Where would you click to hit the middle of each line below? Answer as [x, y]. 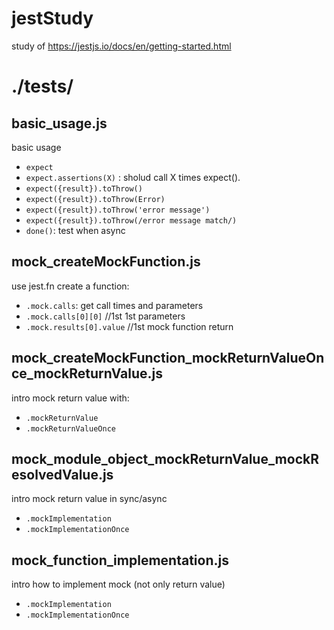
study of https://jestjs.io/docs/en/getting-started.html [121, 46]
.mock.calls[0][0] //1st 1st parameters [105, 316]
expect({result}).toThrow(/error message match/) [131, 220]
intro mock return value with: [70, 398]
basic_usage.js [59, 123]
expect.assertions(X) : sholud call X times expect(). [133, 177]
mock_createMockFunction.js [106, 262]
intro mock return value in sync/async [89, 499]
